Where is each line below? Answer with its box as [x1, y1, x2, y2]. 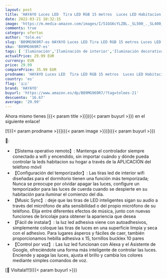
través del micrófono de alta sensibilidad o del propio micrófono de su [12, 203, 156, 209]
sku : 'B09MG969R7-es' [5, 44, 50, 49]
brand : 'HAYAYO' [5, 85, 39, 91]
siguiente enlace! [5, 119, 40, 125]
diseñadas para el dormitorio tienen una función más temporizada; [12, 176, 149, 182]
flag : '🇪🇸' [5, 81, 30, 86]
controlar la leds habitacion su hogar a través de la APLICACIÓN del [12, 159, 152, 165]
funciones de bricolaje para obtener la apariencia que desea [12, 213, 136, 219]
